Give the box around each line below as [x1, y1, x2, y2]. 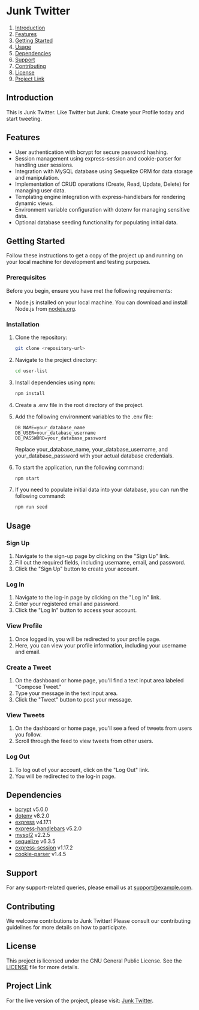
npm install [14, 390, 45, 396]
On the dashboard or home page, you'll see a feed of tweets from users [14, 724, 192, 732]
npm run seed [14, 504, 48, 510]
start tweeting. [6, 115, 43, 122]
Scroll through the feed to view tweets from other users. [14, 738, 154, 745]
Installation [6, 320, 40, 328]
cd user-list [14, 368, 48, 374]
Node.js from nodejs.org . [14, 305, 77, 312]
